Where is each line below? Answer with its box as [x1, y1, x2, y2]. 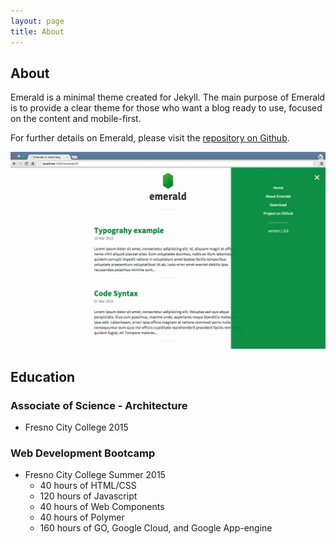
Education [10, 368, 76, 385]
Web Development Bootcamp [10, 446, 156, 460]
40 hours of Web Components [39, 501, 165, 513]
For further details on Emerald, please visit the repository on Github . [10, 132, 290, 144]
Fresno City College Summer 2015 [24, 469, 166, 481]
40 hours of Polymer [39, 511, 125, 524]
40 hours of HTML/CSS [39, 480, 137, 492]
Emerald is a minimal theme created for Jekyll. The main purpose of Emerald [10, 91, 326, 104]
